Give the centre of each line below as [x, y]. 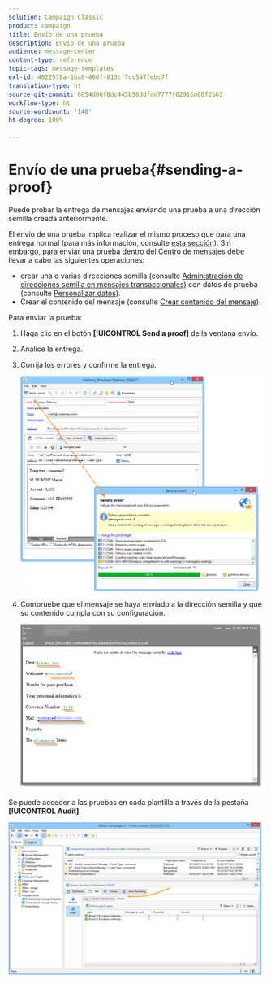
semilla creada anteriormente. [58, 218]
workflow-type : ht [39, 103]
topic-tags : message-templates [61, 69]
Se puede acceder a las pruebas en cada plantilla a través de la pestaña [129, 802]
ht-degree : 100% [36, 120]
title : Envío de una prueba [56, 34]
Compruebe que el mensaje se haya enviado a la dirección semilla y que [141, 604]
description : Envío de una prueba [67, 43]
